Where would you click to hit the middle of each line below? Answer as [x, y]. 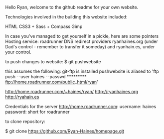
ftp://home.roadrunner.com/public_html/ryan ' [52, 82]
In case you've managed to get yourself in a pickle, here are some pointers [82, 36]
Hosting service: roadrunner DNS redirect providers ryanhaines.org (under [82, 41]
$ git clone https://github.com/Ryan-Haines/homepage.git [65, 131]
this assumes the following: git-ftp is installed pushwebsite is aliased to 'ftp [82, 71]
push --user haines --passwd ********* [46, 76]
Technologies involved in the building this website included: [66, 17]
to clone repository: [25, 121]
